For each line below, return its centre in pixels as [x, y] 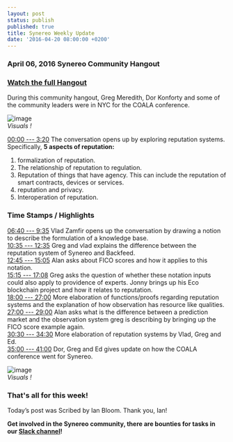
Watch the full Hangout [47, 82]
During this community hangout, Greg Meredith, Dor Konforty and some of [114, 97]
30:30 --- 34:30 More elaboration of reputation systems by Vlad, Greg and [114, 334]
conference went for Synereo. [50, 356]
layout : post [26, 14]
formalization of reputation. [56, 160]
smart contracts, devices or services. [71, 182]
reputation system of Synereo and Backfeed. [71, 253]
